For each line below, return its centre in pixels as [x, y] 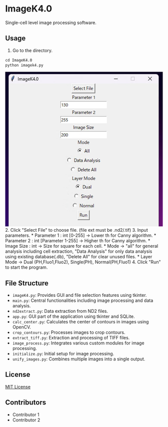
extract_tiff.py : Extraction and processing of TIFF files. [71, 337]
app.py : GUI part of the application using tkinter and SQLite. [73, 316]
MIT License [18, 386]
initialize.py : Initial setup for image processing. [63, 353]
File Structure [27, 283]
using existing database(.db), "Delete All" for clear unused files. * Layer [79, 257]
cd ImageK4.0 [19, 60]
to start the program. [26, 267]
